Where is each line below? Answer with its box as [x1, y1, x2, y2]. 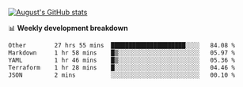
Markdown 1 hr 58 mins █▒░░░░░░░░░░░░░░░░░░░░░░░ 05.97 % [8, 48, 236, 57]
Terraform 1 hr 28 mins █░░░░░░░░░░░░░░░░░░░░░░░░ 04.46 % [8, 63, 236, 71]
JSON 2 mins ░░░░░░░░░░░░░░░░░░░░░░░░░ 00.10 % [8, 71, 236, 79]
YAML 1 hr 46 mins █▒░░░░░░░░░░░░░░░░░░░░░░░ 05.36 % [8, 56, 236, 64]
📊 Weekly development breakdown [8, 24, 128, 32]
